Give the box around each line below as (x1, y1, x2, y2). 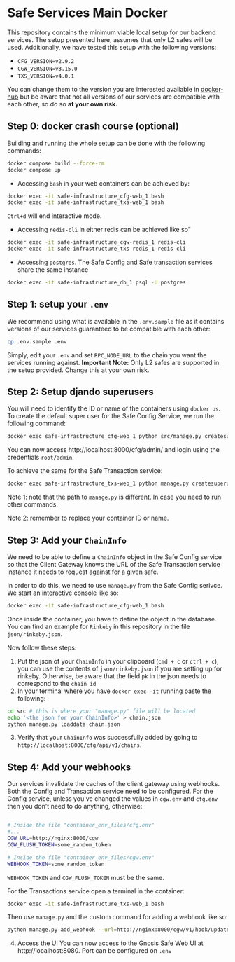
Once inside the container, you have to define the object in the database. (7, 614, 217, 623)
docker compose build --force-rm (7, 160, 105, 167)
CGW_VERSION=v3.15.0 (17, 65, 78, 72)
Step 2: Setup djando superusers (7, 385, 154, 397)
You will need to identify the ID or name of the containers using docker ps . (7, 404, 221, 413)
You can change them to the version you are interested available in (7, 85, 199, 93)
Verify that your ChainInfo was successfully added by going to (17, 734, 198, 742)
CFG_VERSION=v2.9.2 (17, 57, 75, 64)
